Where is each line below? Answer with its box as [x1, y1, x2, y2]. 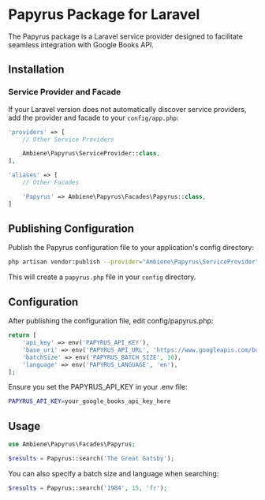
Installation [8, 63, 65, 76]
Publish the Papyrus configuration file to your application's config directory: [8, 243, 255, 252]
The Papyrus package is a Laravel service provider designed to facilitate [8, 32, 243, 41]
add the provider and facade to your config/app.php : [8, 113, 179, 122]
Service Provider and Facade [8, 87, 121, 98]
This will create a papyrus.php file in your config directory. [8, 272, 196, 282]
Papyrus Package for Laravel [8, 6, 200, 24]
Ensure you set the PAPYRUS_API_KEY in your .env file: [8, 382, 188, 392]
